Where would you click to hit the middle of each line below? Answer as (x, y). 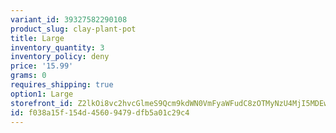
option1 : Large (42, 94)
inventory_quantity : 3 (57, 47)
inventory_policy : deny (60, 57)
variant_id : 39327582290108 (69, 19)
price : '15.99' (42, 66)
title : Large (37, 38)
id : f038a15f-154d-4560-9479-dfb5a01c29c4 (100, 112)
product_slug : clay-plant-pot (73, 29)
